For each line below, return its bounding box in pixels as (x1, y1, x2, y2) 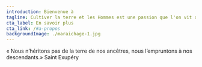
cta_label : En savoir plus (6, 20, 74, 26)
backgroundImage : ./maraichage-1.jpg (6, 31, 101, 37)
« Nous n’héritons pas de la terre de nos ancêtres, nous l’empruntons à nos (6, 47, 192, 54)
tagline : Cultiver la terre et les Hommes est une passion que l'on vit (6, 14, 192, 20)
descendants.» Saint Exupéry (6, 54, 79, 61)
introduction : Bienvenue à (6, 8, 74, 15)
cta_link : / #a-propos (6, 25, 61, 32)
